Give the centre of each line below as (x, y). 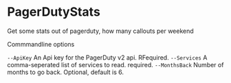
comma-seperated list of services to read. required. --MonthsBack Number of (115, 64)
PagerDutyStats (54, 12)
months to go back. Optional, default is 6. (66, 72)
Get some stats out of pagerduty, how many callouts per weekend (100, 31)
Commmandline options (41, 44)
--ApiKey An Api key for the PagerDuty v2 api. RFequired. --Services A (107, 57)
